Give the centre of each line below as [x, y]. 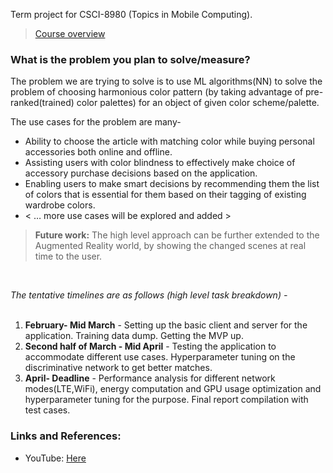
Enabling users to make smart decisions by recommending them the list [172, 184]
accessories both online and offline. [98, 152]
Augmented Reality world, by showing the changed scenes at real [170, 246]
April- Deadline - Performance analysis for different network [150, 378]
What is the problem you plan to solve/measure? [130, 59]
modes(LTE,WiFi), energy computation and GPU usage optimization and [173, 389]
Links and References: [66, 436]
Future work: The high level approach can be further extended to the [177, 235]
